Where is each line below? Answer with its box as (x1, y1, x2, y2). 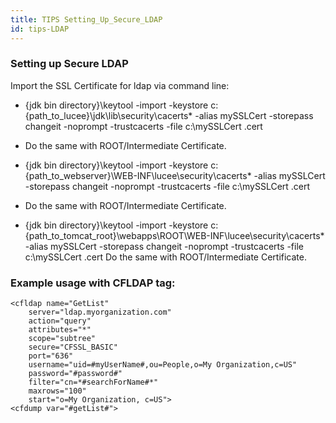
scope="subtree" (28, 334, 97, 344)
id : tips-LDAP (10, 24, 70, 34)
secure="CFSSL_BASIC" (28, 342, 118, 353)
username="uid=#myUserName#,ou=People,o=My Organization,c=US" (28, 360, 298, 370)
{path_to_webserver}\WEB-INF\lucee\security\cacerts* (24, 169, 252, 181)
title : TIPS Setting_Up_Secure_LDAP (10, 14, 163, 25)
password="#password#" (28, 369, 123, 379)
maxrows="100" (28, 386, 87, 396)
